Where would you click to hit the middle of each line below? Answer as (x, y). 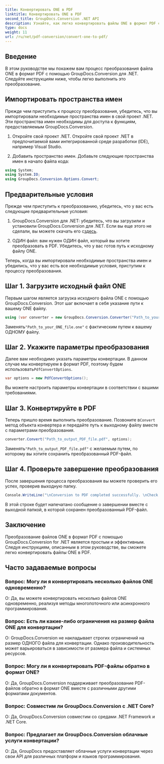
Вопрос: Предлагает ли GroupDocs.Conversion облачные (76, 734)
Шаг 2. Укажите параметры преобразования (77, 347)
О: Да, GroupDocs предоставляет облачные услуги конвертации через (79, 751)
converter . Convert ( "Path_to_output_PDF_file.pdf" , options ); (69, 439)
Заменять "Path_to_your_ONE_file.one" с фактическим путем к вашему (79, 327)
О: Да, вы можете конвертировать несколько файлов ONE (66, 598)
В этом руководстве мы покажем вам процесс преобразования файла (79, 68)
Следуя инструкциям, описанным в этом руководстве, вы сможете (76, 547)
